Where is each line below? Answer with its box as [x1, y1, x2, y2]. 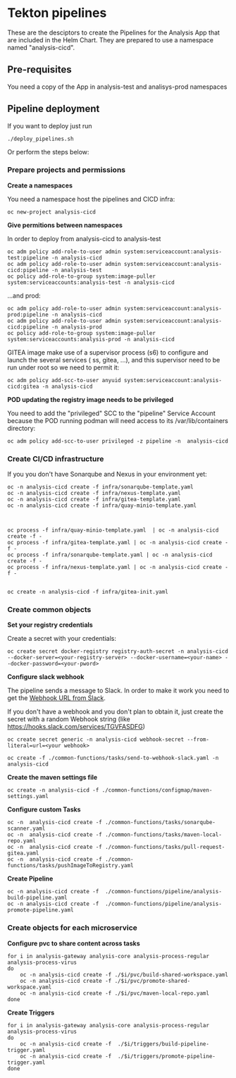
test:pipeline [7, 254, 49, 262]
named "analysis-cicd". [7, 43, 75, 51]
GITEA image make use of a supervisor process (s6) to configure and [7, 348, 209, 357]
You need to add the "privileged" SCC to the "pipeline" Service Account [7, 409, 216, 417]
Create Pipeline [7, 874, 54, 883]
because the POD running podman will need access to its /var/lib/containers [7, 416, 229, 424]
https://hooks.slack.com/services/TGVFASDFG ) [7, 723, 146, 731]
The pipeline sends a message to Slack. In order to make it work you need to [7, 686, 230, 695]
